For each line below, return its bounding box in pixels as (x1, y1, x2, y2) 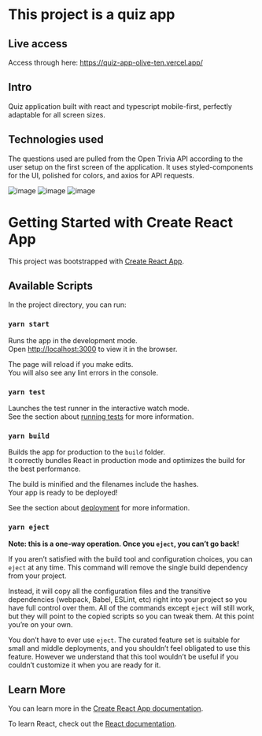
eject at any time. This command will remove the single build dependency (8, 562, 249, 572)
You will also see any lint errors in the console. (8, 368, 159, 377)
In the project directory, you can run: (8, 300, 127, 309)
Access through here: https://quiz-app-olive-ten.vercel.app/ (8, 58, 203, 67)
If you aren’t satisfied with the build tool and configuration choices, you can (8, 554, 253, 563)
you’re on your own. (8, 619, 73, 629)
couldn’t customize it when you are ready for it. (8, 660, 161, 670)
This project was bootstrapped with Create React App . (8, 256, 185, 266)
